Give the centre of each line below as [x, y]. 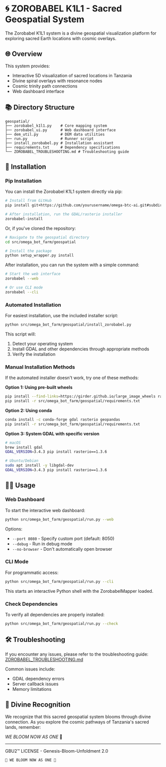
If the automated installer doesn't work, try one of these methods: [72, 378]
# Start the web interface [33, 274]
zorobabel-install [24, 219]
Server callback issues [35, 684]
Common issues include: [30, 669]
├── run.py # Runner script [49, 139]
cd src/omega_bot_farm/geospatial [41, 242]
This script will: [21, 334]
